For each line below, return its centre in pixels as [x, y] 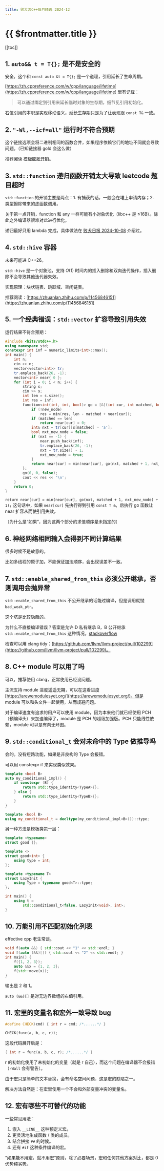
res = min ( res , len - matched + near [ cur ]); [86, 414]
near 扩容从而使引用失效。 [32, 511]
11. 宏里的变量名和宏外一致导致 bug [58, 1013]
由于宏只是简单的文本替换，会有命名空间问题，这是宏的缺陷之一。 [71, 1079]
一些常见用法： [20, 1118]
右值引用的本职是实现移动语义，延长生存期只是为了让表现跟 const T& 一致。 [81, 113]
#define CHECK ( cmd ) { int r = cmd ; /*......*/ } [55, 1024]
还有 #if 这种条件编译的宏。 [40, 1147]
